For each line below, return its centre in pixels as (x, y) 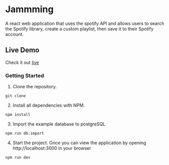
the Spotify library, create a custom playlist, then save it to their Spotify (79, 28)
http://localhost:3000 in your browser (52, 148)
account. (14, 34)
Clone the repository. (35, 87)
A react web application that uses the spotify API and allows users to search (85, 23)
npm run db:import (25, 134)
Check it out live (22, 62)
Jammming (29, 9)
